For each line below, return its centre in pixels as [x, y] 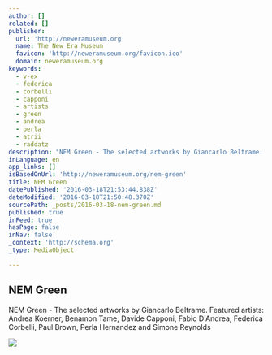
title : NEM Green [38, 182]
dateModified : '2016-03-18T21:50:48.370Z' [81, 197]
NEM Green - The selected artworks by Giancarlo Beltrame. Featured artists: [136, 310]
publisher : [27, 31]
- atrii [29, 136]
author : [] [27, 16]
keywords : [25, 69]
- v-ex [27, 76]
